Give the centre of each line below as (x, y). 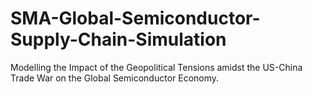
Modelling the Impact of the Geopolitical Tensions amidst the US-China (156, 67)
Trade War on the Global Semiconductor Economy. (115, 78)
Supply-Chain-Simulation (118, 39)
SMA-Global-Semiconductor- (135, 18)
